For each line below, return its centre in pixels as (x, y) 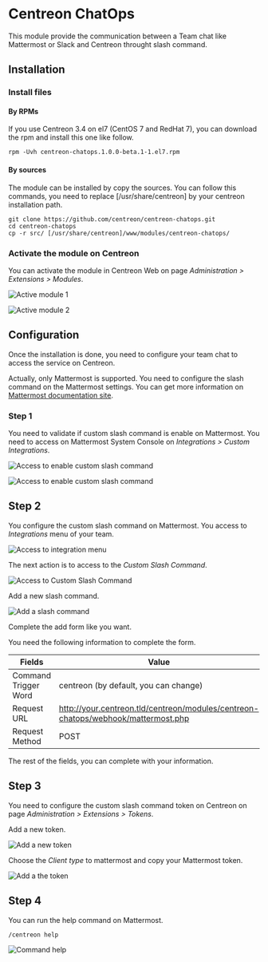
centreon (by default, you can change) (131, 685)
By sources (27, 170)
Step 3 (25, 786)
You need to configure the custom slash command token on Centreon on (128, 805)
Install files (30, 93)
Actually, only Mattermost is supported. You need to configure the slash (126, 378)
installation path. (35, 204)
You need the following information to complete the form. (102, 642)
